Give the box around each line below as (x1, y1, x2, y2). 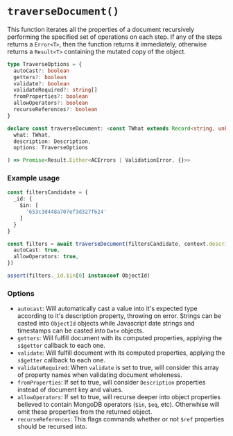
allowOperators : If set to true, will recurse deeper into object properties (17, 393, 221, 401)
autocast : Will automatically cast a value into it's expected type (17, 304, 198, 313)
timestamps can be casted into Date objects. (17, 326, 144, 335)
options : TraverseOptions (13, 144, 89, 151)
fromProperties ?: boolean (13, 93, 89, 100)
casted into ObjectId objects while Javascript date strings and (17, 319, 196, 328)
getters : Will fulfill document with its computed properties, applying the (17, 334, 223, 342)
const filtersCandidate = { (7, 189, 89, 196)
